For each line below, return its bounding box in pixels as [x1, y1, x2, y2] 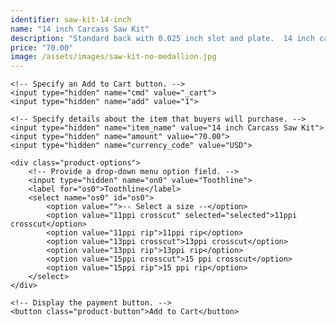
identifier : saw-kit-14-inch [10, 14, 132, 25]
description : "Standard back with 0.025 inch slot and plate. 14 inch [10, 33, 315, 43]
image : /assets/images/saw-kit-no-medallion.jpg [10, 52, 217, 62]
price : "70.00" [10, 42, 74, 53]
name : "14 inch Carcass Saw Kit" [10, 24, 150, 34]
